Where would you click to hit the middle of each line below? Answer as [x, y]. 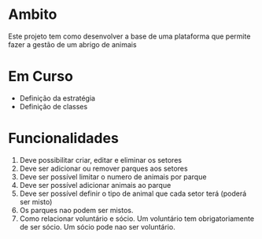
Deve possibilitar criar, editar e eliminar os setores [101, 160]
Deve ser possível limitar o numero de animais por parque [113, 176]
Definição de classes [54, 106]
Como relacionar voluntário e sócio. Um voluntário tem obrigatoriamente [137, 219]
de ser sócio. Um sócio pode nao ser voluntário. [97, 226]
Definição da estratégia [57, 98]
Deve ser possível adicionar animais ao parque [95, 185]
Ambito [33, 15]
